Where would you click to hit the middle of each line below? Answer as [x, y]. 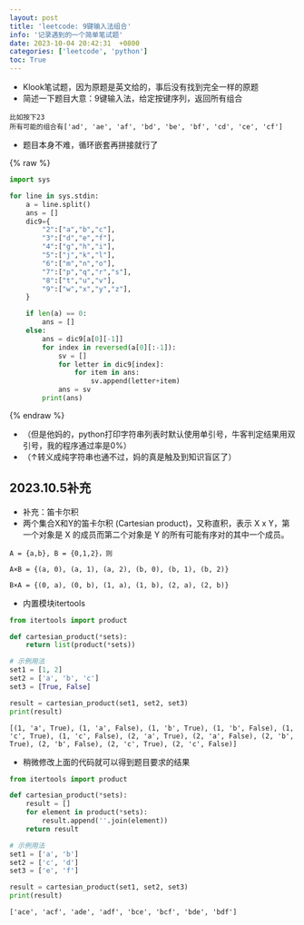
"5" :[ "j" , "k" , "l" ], [79, 255]
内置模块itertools [54, 603]
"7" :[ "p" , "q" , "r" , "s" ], [87, 272]
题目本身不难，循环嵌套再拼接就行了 [90, 145]
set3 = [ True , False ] [50, 686]
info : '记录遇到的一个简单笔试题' [66, 34]
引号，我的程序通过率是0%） [77, 445]
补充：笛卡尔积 [50, 512]
